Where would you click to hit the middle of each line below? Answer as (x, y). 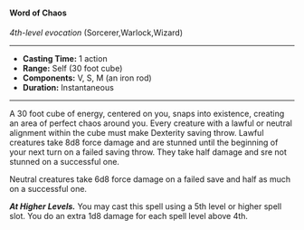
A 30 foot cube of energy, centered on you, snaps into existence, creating (147, 114)
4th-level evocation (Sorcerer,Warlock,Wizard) (96, 33)
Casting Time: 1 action (65, 59)
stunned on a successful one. (65, 162)
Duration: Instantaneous (68, 88)
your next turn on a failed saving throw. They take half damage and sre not (148, 152)
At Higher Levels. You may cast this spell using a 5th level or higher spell (146, 206)
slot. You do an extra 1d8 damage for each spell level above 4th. (129, 216)
